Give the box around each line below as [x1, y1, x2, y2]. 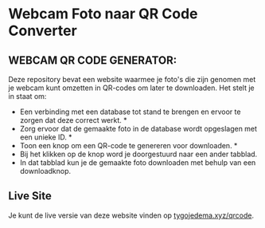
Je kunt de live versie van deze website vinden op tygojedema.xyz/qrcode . [8, 210, 255, 220]
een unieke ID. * [19, 132, 73, 142]
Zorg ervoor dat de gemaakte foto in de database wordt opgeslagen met [19, 124, 257, 133]
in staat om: [8, 92, 47, 100]
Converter [8, 22, 77, 40]
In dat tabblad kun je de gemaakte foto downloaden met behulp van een [19, 158, 256, 167]
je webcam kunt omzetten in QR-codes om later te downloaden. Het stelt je [8, 83, 255, 92]
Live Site [8, 189, 52, 203]
